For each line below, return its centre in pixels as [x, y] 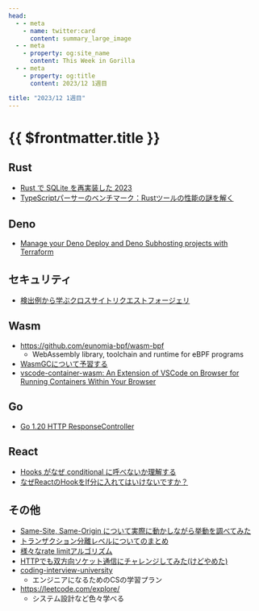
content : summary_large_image [80, 38]
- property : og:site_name [67, 53]
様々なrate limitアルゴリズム [66, 551]
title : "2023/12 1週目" [47, 98]
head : [17, 16]
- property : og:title [59, 76]
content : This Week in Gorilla [82, 61]
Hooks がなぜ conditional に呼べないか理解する [98, 472]
